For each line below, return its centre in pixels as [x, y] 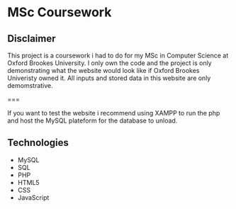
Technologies [38, 143]
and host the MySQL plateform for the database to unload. [92, 120]
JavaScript [33, 197]
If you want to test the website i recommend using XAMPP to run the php [114, 113]
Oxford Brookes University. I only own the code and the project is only [109, 63]
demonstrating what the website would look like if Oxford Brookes [103, 70]
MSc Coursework [60, 12]
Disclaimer [32, 39]
